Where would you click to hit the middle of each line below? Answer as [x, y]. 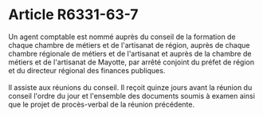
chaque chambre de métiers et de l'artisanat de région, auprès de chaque [129, 45]
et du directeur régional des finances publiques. [87, 70]
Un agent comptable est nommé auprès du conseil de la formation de [122, 37]
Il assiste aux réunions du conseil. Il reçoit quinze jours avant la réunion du [130, 87]
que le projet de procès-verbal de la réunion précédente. [102, 104]
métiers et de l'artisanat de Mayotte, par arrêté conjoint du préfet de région [131, 62]
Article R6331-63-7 [73, 15]
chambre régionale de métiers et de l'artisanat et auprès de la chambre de [130, 53]
